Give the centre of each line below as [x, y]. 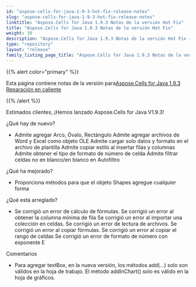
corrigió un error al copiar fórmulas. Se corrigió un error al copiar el [95, 230]
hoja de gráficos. [35, 277]
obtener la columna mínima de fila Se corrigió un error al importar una [98, 217]
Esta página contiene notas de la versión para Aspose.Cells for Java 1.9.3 [93, 83]
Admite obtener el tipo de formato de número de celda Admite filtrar [96, 153]
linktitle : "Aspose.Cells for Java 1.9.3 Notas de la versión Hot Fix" [95, 22]
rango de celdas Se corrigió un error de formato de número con [91, 236]
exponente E [29, 242]
